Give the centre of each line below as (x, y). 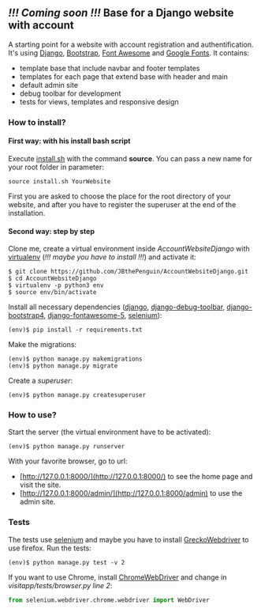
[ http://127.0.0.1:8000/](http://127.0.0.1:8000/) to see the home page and (136, 477)
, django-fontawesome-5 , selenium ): (103, 315)
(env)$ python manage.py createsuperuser (77, 395)
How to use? (32, 415)
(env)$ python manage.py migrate (63, 366)
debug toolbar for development (70, 93)
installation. (27, 213)
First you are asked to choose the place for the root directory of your (119, 196)
